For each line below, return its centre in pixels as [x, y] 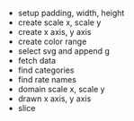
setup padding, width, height [71, 13]
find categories [46, 70]
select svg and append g [64, 51]
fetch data [37, 60]
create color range [52, 41]
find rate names [47, 79]
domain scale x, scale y [61, 89]
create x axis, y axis [54, 32]
